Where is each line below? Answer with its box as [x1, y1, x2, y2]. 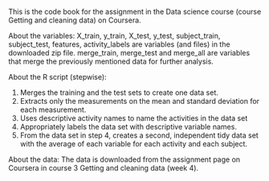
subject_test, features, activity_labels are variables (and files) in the [8, 39, 230, 49]
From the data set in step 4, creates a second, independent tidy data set [19, 130, 259, 140]
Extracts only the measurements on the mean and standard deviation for [19, 97, 259, 105]
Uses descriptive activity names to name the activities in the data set [19, 113, 248, 123]
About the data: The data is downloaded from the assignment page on [8, 154, 241, 164]
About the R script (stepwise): [8, 72, 107, 81]
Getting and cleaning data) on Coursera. [8, 15, 142, 25]
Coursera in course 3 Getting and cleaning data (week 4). [8, 163, 199, 172]
